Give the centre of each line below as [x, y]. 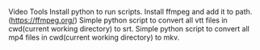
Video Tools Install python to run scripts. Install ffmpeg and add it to [121, 12]
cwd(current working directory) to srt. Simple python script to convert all [129, 29]
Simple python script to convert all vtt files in [153, 20]
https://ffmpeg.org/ [43, 20]
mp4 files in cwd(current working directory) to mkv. [94, 37]
